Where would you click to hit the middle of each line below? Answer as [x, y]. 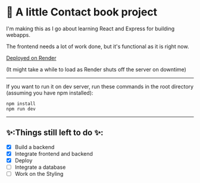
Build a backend [35, 147]
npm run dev [21, 109]
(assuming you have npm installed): [50, 93]
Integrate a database [40, 167]
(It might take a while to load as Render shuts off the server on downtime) [96, 69]
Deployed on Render [31, 58]
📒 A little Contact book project [82, 12]
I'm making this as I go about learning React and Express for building [90, 29]
